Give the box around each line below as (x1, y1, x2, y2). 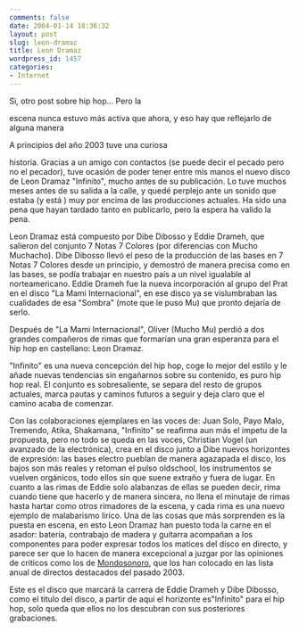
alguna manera (9, 122, 64, 133)
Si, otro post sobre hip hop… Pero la (9, 95, 142, 106)
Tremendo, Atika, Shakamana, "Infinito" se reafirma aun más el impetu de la (9, 424, 287, 435)
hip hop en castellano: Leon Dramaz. (9, 342, 145, 353)
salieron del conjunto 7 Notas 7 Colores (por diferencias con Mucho (9, 240, 259, 250)
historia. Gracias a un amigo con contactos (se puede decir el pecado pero (9, 157, 285, 168)
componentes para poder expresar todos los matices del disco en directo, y (9, 538, 288, 549)
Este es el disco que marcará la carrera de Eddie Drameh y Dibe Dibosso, (9, 584, 279, 595)
